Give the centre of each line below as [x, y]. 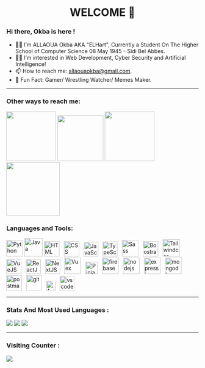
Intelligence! [31, 64]
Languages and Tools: [40, 228]
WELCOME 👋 [103, 13]
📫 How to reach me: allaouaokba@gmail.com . [74, 71]
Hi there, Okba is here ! [41, 32]
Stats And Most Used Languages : [58, 310]
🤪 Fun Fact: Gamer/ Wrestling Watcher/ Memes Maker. [83, 80]
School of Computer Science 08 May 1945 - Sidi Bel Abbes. [90, 51]
